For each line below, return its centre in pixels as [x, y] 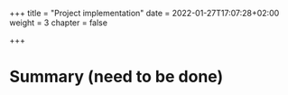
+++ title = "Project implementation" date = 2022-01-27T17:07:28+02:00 [144, 13]
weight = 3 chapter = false [59, 23]
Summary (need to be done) [116, 77]
